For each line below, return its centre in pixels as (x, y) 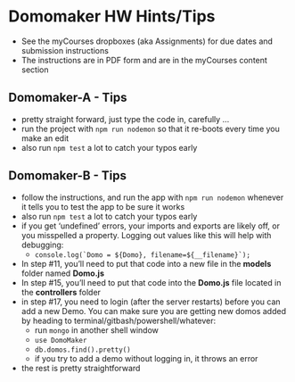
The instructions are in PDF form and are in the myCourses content (144, 60)
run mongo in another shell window (97, 330)
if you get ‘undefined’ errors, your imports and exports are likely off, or (150, 226)
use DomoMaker (61, 340)
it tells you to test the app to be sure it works (103, 206)
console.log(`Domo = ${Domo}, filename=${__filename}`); (143, 255)
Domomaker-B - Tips (67, 176)
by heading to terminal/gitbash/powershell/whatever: (119, 320)
